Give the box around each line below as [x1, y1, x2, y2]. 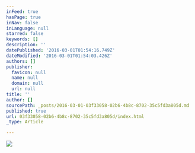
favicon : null [11, 69, 46, 75]
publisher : [6, 63, 33, 70]
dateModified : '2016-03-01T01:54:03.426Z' [6, 53, 113, 59]
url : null [11, 86, 36, 92]
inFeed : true [6, 8, 39, 15]
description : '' [6, 42, 46, 48]
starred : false [6, 31, 44, 37]
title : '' [6, 91, 31, 97]
